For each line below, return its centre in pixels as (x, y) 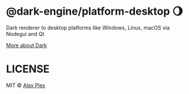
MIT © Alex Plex (26, 85)
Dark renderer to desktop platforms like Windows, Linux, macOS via (88, 28)
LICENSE (28, 69)
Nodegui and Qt (25, 33)
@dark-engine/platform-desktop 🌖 (95, 11)
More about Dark (26, 45)
